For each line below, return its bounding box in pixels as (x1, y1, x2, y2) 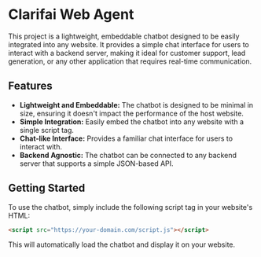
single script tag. (19, 125, 75, 134)
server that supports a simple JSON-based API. (19, 159, 175, 168)
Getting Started (8, 182, 86, 195)
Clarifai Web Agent (8, 6, 134, 24)
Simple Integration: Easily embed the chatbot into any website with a (19, 116, 244, 127)
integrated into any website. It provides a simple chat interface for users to (8, 39, 249, 49)
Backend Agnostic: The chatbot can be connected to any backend (19, 150, 237, 160)
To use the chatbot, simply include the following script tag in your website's (8, 202, 253, 211)
